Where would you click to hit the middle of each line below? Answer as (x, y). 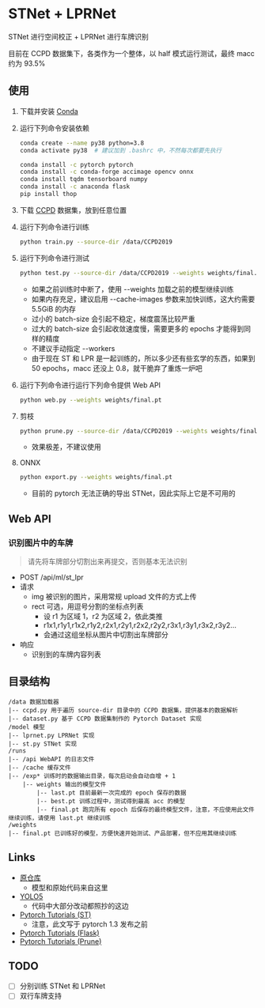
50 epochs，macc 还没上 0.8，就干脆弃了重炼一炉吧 (117, 368)
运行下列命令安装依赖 (54, 128)
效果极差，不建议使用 (66, 447)
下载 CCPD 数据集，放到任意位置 (73, 210)
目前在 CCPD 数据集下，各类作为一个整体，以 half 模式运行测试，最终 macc (132, 53)
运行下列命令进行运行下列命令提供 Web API (90, 385)
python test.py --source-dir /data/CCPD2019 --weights (112, 273)
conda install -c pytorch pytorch (76, 164)
